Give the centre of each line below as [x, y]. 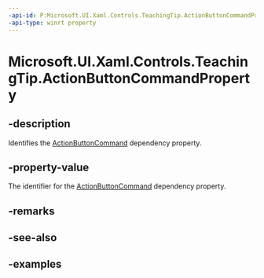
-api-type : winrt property [52, 23]
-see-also [33, 238]
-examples [35, 264]
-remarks [31, 211]
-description [39, 124]
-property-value [49, 167]
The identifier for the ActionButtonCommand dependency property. [117, 186]
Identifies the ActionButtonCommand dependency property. [105, 143]
